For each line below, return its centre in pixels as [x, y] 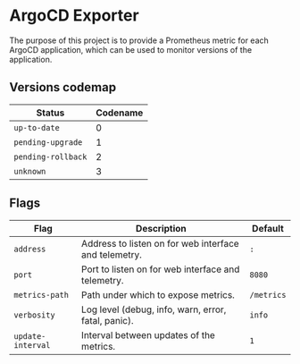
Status [50, 113]
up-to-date [37, 127]
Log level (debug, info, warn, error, [154, 309]
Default [267, 228]
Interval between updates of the [149, 334]
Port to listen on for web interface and [161, 269]
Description [161, 228]
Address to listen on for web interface [160, 243]
